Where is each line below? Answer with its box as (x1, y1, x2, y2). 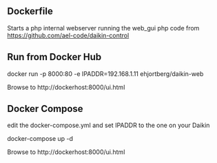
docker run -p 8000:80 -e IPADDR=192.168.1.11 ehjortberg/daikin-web (7, 69, 204, 78)
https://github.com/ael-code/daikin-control (7, 31, 130, 39)
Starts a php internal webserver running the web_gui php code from (7, 23, 200, 32)
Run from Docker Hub (7, 51, 102, 63)
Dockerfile (7, 6, 54, 17)
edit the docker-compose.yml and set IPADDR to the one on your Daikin (7, 121, 210, 130)
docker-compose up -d (7, 135, 74, 143)
